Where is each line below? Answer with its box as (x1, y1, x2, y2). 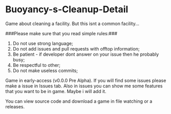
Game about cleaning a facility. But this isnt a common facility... (5, 20, 140, 27)
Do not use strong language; (12, 40, 73, 47)
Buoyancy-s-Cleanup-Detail (5, 4, 128, 15)
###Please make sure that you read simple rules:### (5, 30, 118, 36)
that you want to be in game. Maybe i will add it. (5, 88, 107, 94)
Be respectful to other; (12, 62, 61, 68)
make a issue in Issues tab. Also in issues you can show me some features (5, 83, 163, 89)
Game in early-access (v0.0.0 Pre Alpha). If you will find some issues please (5, 77, 166, 83)
